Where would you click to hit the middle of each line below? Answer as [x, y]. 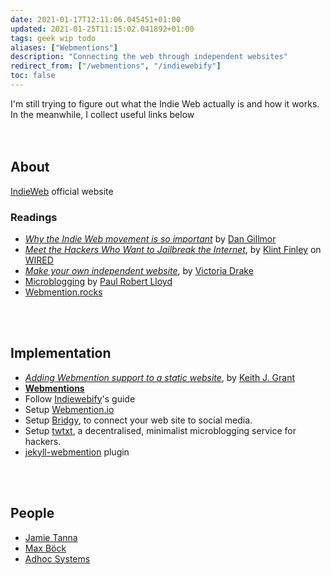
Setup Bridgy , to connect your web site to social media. [138, 420]
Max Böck [45, 548]
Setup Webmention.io [69, 409]
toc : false [33, 76]
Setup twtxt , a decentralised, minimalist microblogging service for [160, 430]
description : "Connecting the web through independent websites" [149, 57]
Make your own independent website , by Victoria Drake [139, 270]
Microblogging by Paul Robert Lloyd [98, 281]
